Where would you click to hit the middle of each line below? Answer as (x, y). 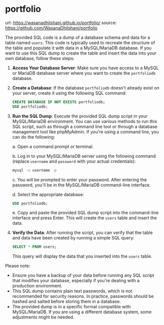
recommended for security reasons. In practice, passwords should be (83, 296)
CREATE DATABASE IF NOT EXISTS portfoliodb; (59, 102)
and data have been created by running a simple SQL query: (73, 238)
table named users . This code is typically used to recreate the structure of (80, 42)
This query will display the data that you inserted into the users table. (82, 256)
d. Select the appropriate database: (48, 194)
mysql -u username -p (34, 170)
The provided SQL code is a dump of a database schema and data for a (78, 37)
